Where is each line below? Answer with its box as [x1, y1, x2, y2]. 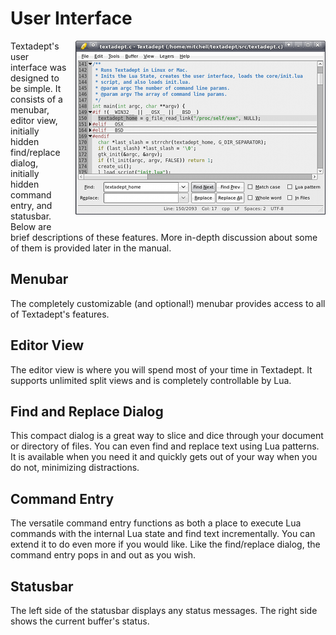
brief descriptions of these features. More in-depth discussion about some [10, 231, 318, 243]
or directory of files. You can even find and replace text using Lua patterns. [10, 440, 320, 452]
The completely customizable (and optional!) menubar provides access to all [10, 297, 326, 309]
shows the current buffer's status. [10, 615, 150, 627]
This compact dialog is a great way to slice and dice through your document [10, 430, 324, 442]
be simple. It [10, 82, 62, 94]
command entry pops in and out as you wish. [10, 549, 197, 561]
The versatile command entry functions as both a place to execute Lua [10, 517, 302, 529]
